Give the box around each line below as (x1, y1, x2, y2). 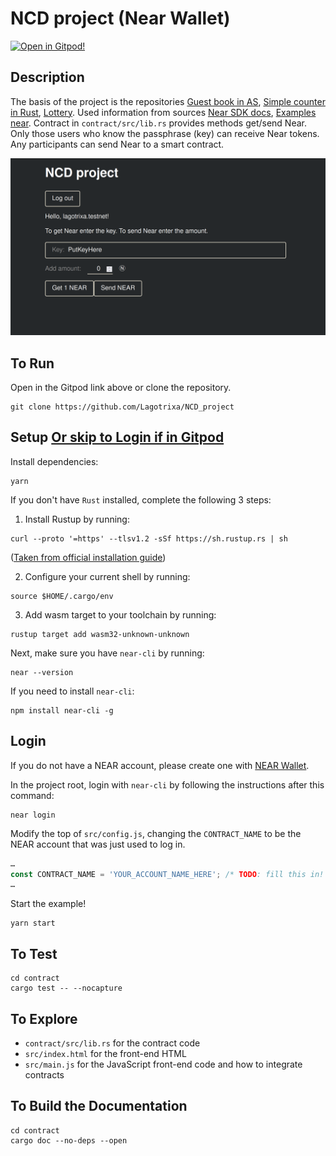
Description (10, 69, 85, 86)
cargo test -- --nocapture (10, 983, 123, 994)
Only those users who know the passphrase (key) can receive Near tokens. (10, 127, 320, 139)
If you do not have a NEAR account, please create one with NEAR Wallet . (10, 759, 310, 771)
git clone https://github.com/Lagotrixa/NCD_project (10, 402, 235, 412)
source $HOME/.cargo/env (10, 591, 114, 601)
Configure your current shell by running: (24, 570, 191, 582)
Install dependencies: (10, 455, 99, 467)
